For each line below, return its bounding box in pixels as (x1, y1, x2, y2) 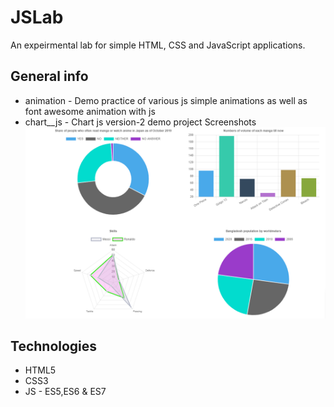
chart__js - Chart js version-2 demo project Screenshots (24, 116, 257, 128)
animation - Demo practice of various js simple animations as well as (24, 94, 308, 106)
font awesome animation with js (24, 105, 156, 117)
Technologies (10, 337, 98, 355)
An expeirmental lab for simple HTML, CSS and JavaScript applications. (10, 39, 306, 51)
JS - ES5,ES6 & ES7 (24, 386, 107, 398)
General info (10, 68, 89, 85)
